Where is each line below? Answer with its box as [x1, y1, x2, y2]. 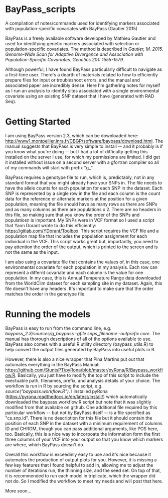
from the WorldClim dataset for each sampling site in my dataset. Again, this [5, 280, 162, 286]
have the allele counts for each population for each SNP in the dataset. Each [5, 185, 163, 191]
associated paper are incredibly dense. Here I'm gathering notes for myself [5, 82, 160, 88]
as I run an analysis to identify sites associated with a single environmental [5, 87, 159, 93]
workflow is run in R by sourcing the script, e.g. [5, 383, 103, 389]
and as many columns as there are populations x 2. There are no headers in [5, 206, 161, 212]
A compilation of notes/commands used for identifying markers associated [5, 20, 159, 26]
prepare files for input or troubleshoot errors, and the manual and [5, 77, 140, 83]
